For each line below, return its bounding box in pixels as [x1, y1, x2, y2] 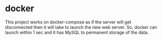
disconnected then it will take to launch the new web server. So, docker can [5, 24, 157, 30]
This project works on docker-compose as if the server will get [5, 19, 132, 25]
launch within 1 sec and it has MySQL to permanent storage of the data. [5, 29, 149, 35]
